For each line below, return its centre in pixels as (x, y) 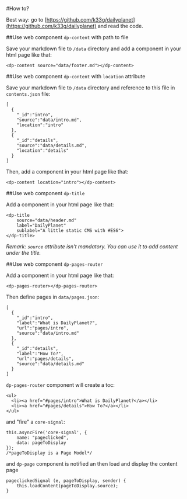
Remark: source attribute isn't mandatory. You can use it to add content (92, 247)
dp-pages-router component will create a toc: (61, 385)
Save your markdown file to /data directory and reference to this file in (91, 88)
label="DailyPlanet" (41, 226)
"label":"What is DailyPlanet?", (57, 323)
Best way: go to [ (26, 20)
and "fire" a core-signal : (36, 422)
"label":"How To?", (40, 354)
